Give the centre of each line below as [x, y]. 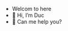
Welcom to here [32, 9]
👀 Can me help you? [37, 22]
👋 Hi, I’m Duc [28, 15]
